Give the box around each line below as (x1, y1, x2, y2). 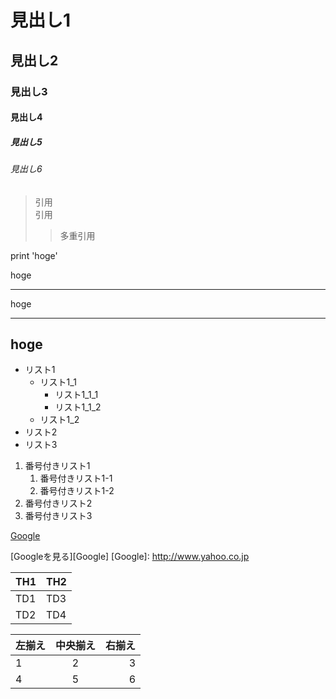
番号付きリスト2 (24, 497, 93, 510)
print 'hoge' (10, 249, 58, 261)
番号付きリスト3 (24, 510, 93, 522)
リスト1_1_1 (54, 389, 99, 401)
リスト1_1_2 (54, 401, 102, 413)
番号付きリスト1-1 (39, 472, 113, 485)
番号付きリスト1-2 (39, 485, 115, 497)
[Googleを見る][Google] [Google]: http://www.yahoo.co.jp (10, 551, 250, 563)
